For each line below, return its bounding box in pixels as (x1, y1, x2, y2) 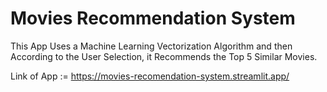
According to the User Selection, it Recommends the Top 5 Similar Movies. (10, 50, 318, 62)
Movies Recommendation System (10, 7, 296, 30)
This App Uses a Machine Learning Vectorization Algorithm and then (10, 40, 293, 52)
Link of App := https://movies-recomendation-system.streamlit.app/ (10, 70, 290, 82)
